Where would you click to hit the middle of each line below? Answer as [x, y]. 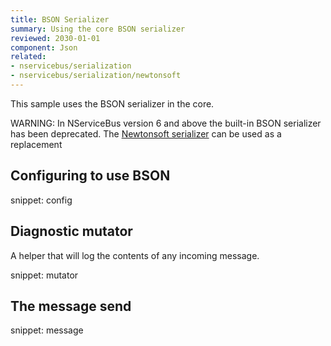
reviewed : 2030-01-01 [55, 38]
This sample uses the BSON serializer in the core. [112, 103]
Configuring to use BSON [90, 176]
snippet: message [47, 330]
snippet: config [41, 200]
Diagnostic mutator [71, 231]
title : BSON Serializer [60, 19]
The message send [71, 306]
